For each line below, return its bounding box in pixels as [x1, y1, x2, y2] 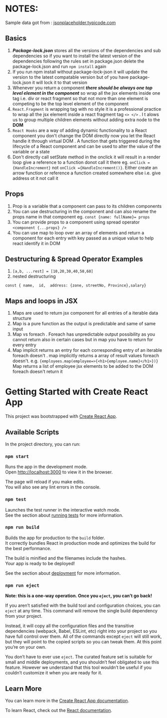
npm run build [5, 525, 39, 530]
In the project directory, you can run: [5, 441, 80, 447]
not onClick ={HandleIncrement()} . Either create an [51, 164, 157, 170]
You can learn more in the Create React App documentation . [5, 697, 129, 703]
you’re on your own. [5, 644, 46, 650]
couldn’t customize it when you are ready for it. [5, 670, 102, 676]
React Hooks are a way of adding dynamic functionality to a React [12, 127, 147, 133]
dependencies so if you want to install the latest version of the [12, 53, 141, 59]
